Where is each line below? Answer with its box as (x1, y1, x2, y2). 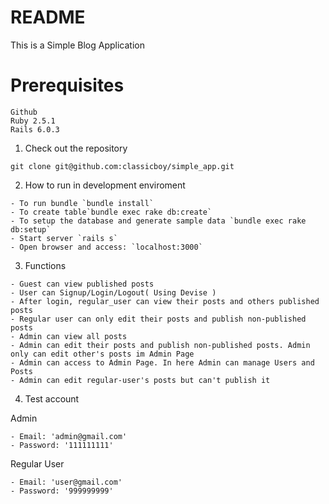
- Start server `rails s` (10, 233, 118, 243)
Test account (24, 392, 80, 405)
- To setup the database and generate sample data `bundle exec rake (10, 216, 307, 226)
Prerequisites (10, 74, 125, 97)
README (10, 6, 86, 29)
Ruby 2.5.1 (10, 116, 56, 126)
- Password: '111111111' (10, 440, 114, 450)
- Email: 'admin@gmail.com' (10, 431, 128, 441)
